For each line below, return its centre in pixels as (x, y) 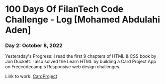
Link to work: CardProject (31, 76)
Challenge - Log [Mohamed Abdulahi (83, 20)
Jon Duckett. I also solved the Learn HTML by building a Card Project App (81, 62)
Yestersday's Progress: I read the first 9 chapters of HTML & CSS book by (81, 56)
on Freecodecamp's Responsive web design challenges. (63, 67)
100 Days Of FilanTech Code (64, 9)
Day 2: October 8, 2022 (34, 45)
